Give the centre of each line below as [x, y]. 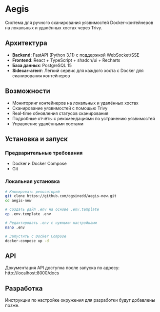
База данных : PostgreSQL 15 [42, 65]
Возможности [28, 91]
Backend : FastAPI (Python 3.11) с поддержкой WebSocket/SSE [76, 55]
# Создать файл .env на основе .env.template [52, 210]
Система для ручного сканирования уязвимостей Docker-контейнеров [79, 22]
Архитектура [26, 43]
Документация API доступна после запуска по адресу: [62, 268]
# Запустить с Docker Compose [36, 236]
